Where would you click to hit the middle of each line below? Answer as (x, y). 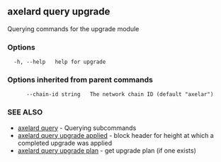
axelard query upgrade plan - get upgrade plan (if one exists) (107, 150)
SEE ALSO (25, 112)
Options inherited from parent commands (80, 80)
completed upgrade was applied (65, 143)
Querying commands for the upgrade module (73, 28)
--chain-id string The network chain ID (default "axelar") (120, 94)
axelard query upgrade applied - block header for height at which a (115, 135)
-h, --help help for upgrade (60, 62)
